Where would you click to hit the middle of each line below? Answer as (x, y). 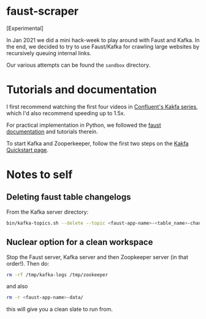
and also (17, 287)
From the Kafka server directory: (48, 212)
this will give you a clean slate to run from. (60, 309)
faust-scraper (43, 11)
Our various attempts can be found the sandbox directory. (78, 65)
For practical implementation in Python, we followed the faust (84, 125)
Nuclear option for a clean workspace (80, 242)
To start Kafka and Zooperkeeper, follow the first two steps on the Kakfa (97, 143)
